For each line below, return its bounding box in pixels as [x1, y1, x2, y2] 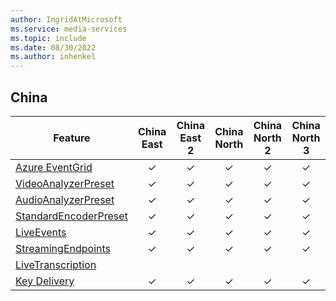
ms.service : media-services [10, 24, 128, 34]
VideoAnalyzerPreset [15, 176, 115, 190]
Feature [53, 131, 91, 145]
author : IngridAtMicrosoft [10, 14, 123, 25]
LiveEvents [15, 225, 67, 239]
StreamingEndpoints [15, 241, 111, 255]
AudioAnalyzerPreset [15, 192, 115, 206]
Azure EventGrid [15, 160, 93, 174]
